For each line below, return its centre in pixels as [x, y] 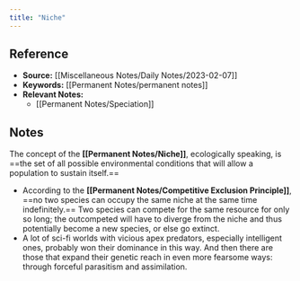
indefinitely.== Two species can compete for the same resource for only [156, 210]
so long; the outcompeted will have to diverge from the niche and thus [152, 219]
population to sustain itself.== [64, 173]
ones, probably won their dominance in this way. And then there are [148, 248]
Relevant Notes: [53, 94]
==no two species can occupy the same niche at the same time [140, 200]
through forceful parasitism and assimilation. [105, 267]
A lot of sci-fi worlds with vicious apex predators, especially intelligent [152, 238]
